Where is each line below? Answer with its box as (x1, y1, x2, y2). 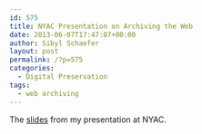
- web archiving (17, 89, 79, 98)
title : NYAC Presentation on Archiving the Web (9, 22, 194, 31)
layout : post (9, 47, 59, 56)
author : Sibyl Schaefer (9, 38, 100, 48)
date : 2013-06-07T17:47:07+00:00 (9, 30, 136, 39)
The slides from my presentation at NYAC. (9, 114, 167, 125)
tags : (9, 81, 30, 90)
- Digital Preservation (17, 72, 107, 81)
